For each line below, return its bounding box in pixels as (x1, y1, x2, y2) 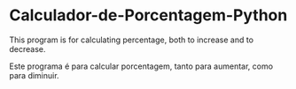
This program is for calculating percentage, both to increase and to (9, 34, 254, 45)
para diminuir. (9, 70, 59, 80)
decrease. (9, 43, 46, 54)
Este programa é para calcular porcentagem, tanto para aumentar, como (9, 61, 273, 71)
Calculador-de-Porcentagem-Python (9, 5, 288, 26)
